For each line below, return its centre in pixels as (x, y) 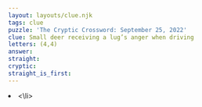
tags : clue (26, 23)
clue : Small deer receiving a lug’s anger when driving (101, 37)
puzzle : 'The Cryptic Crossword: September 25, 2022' (98, 30)
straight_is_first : (40, 73)
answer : (21, 52)
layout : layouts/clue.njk (50, 15)
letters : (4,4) (33, 45)
